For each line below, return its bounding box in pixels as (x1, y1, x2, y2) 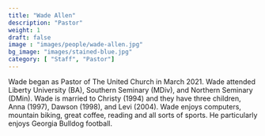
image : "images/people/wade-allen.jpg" (8, 41, 144, 49)
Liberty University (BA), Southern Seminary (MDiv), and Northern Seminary (8, 85, 253, 94)
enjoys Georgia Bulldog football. (8, 119, 113, 128)
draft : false (8, 33, 51, 42)
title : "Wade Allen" (8, 11, 77, 20)
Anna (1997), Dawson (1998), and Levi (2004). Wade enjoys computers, (8, 101, 241, 111)
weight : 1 (8, 26, 41, 34)
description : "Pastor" (8, 19, 83, 27)
